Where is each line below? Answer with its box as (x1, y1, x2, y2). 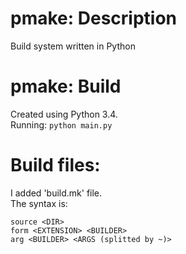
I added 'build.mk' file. (10, 187, 103, 199)
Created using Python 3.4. (10, 108, 118, 120)
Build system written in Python (10, 40, 136, 52)
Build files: (10, 154, 101, 177)
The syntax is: (10, 197, 68, 209)
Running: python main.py (10, 118, 113, 131)
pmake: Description (10, 7, 177, 30)
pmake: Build (10, 75, 122, 98)
